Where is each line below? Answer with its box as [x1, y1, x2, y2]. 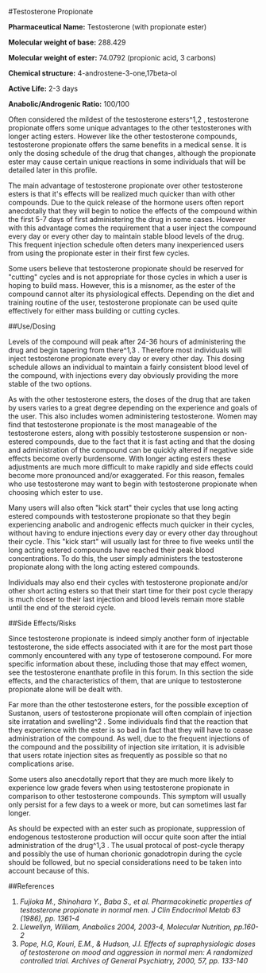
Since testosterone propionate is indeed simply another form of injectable [8, 634, 249, 643]
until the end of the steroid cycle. [8, 603, 117, 612]
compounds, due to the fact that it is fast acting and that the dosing [34, 437, 256, 446]
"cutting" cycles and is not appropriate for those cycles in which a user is [8, 272, 248, 282]
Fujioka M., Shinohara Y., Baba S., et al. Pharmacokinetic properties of [19, 897, 252, 906]
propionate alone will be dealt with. [8, 684, 123, 694]
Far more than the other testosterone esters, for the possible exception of [8, 700, 249, 709]
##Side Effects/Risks [8, 618, 77, 628]
